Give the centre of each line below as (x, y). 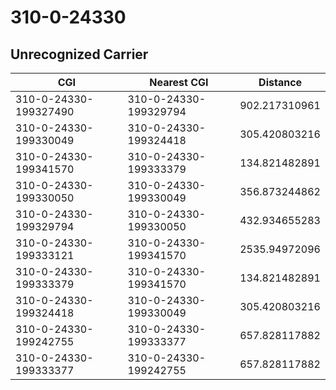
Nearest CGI (179, 82)
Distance (280, 82)
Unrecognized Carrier (79, 54)
